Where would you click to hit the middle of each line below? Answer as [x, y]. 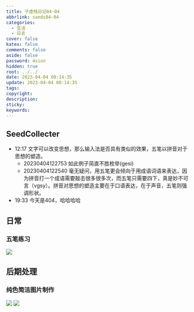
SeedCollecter [33, 134]
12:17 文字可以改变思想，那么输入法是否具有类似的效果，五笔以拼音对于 [101, 149]
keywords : [18, 110]
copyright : [19, 94]
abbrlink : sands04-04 [33, 17]
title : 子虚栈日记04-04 [33, 11]
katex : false [22, 45]
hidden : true [22, 66]
